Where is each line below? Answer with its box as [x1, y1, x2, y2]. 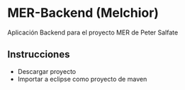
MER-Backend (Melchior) [7, 5, 159, 21]
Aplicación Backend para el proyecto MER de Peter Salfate [7, 28, 179, 37]
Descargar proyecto [17, 67, 77, 75]
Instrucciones [7, 49, 70, 60]
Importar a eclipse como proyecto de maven [17, 75, 147, 83]
